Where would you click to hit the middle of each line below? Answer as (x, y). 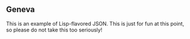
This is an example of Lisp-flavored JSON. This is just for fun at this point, (95, 23)
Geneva (21, 10)
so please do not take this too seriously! (54, 30)
